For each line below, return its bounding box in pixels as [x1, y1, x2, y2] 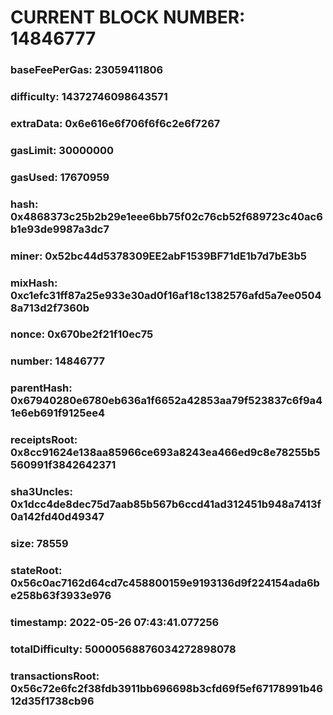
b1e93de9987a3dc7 [10, 222, 110, 236]
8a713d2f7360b [10, 301, 90, 315]
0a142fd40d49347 [10, 510, 105, 524]
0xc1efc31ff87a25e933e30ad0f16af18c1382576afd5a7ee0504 [10, 288, 322, 302]
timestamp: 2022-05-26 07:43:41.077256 [10, 615, 220, 629]
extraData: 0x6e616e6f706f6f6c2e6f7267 [10, 116, 221, 130]
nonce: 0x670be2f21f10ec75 [10, 327, 154, 341]
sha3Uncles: [10, 485, 73, 499]
